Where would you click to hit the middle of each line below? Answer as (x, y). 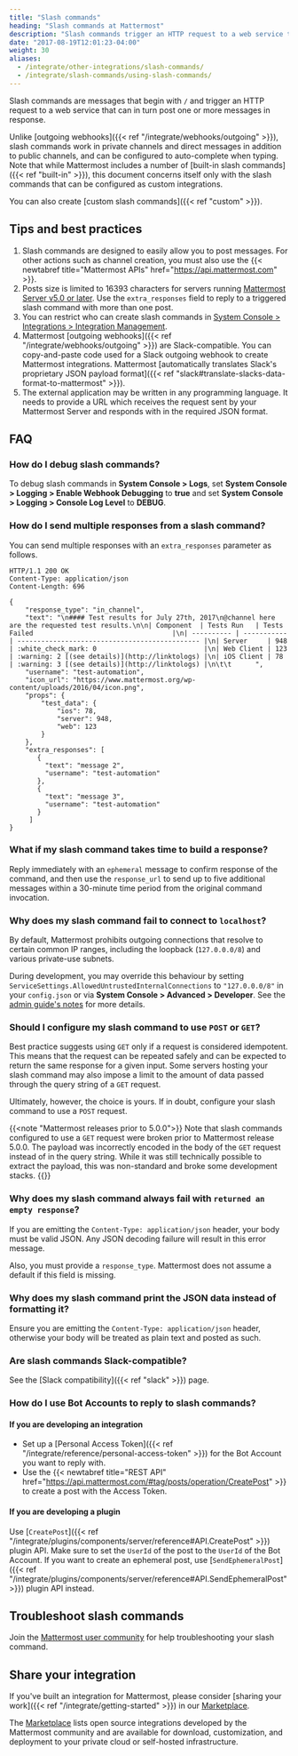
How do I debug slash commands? (85, 464)
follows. (24, 554)
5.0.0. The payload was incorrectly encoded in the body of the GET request (145, 1147)
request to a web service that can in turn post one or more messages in (140, 110)
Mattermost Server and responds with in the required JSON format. (145, 411)
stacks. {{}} (30, 1175)
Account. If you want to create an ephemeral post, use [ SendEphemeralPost (145, 1560)
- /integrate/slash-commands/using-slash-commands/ (115, 76)
